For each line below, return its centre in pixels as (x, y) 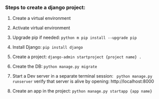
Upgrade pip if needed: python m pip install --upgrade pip (75, 38)
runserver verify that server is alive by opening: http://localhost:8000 (83, 82)
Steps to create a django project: (45, 7)
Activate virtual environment (41, 28)
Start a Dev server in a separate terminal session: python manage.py (82, 76)
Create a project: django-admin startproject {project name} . (77, 57)
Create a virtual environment (41, 18)
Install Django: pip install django (47, 47)
